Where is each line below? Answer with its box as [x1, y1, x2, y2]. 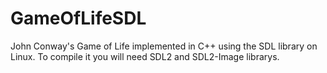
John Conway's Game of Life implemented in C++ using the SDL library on [10, 40, 318, 52]
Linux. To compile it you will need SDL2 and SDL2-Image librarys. [10, 50, 280, 62]
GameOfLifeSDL [10, 7, 147, 30]
